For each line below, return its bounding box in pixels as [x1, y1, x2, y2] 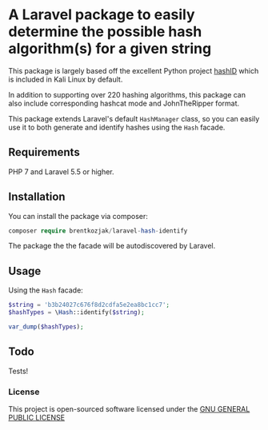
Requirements [8, 145, 80, 159]
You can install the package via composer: [8, 211, 148, 221]
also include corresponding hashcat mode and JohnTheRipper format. [8, 98, 240, 108]
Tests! [8, 366, 29, 376]
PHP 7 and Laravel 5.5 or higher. [8, 166, 114, 177]
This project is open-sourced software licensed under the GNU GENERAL [8, 404, 250, 413]
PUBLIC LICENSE [8, 412, 66, 422]
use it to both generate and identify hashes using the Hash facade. [8, 122, 226, 132]
